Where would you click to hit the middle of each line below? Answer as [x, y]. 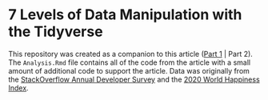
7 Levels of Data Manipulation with [125, 15]
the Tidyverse [56, 32]
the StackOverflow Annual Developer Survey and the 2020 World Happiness [134, 79]
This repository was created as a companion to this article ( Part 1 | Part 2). [131, 54]
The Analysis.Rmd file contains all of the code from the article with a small [129, 62]
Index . [19, 88]
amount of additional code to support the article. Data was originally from [129, 70]
